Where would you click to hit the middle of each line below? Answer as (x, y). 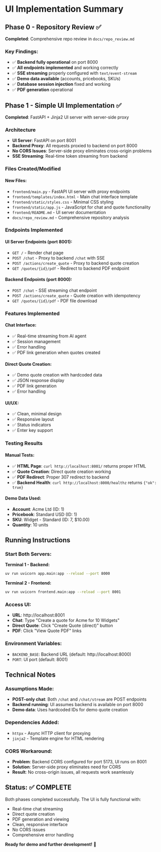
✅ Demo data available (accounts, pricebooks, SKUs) (66, 79)
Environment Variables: (33, 643)
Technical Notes (30, 675)
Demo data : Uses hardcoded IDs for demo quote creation (70, 710)
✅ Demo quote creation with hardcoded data (57, 375)
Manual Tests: (20, 455)
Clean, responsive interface (40, 824)
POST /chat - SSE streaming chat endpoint (54, 290)
